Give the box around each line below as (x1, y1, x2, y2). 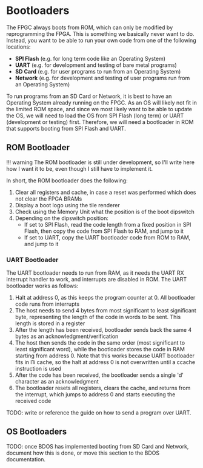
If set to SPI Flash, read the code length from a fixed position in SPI (24, 221, 191, 228)
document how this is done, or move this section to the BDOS (6, 449, 160, 456)
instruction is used (15, 365, 62, 373)
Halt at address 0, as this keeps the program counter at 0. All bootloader (15, 294, 196, 301)
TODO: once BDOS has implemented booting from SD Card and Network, (6, 442, 189, 450)
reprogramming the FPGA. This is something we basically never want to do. (6, 30, 195, 37)
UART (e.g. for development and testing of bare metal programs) (15, 61, 177, 69)
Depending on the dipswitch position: (15, 214, 109, 222)
